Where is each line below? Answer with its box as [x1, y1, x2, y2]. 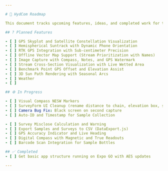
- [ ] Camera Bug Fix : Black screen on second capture [5, 108, 122, 113]
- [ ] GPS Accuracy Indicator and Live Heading [5, 131, 106, 136]
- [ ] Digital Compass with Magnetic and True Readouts [5, 135, 124, 140]
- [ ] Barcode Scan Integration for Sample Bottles [5, 140, 115, 145]
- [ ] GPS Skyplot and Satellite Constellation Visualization [5, 38, 137, 44]
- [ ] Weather [5, 76, 35, 81]
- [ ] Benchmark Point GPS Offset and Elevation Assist [5, 66, 124, 71]
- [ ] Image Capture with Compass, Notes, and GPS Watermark [5, 57, 135, 62]
